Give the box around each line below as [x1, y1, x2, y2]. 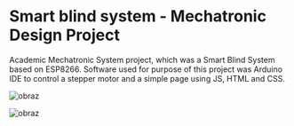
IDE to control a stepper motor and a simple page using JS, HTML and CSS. [9, 73, 286, 83]
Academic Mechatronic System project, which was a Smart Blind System [9, 54, 275, 65]
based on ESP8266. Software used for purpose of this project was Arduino [9, 64, 282, 75]
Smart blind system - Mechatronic [9, 6, 266, 27]
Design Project [9, 25, 120, 45]
